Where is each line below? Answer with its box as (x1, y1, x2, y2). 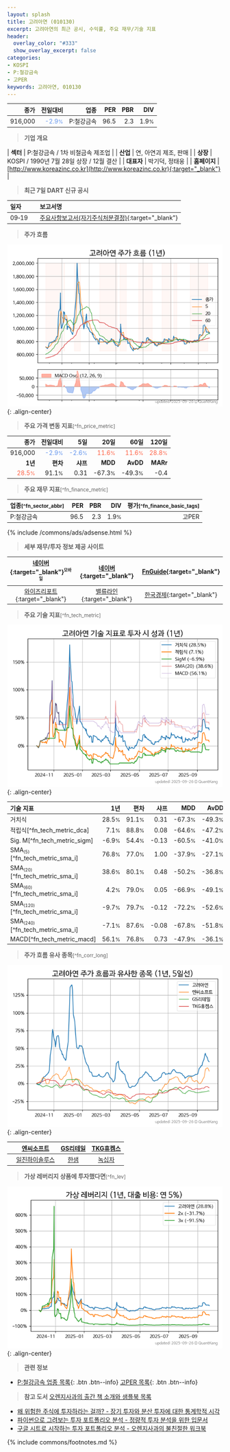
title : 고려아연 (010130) (7, 18, 75, 25)
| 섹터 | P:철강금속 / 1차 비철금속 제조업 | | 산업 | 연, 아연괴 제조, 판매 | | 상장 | (7, 148, 212, 156)
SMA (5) (10, 845, 30, 855)
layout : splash (7, 11, 51, 18)
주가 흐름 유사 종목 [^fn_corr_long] (23, 951, 108, 959)
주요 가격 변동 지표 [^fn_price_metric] (23, 421, 116, 430)
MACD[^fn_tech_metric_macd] (10, 935, 97, 943)
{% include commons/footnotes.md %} (7, 1438, 118, 1446)
